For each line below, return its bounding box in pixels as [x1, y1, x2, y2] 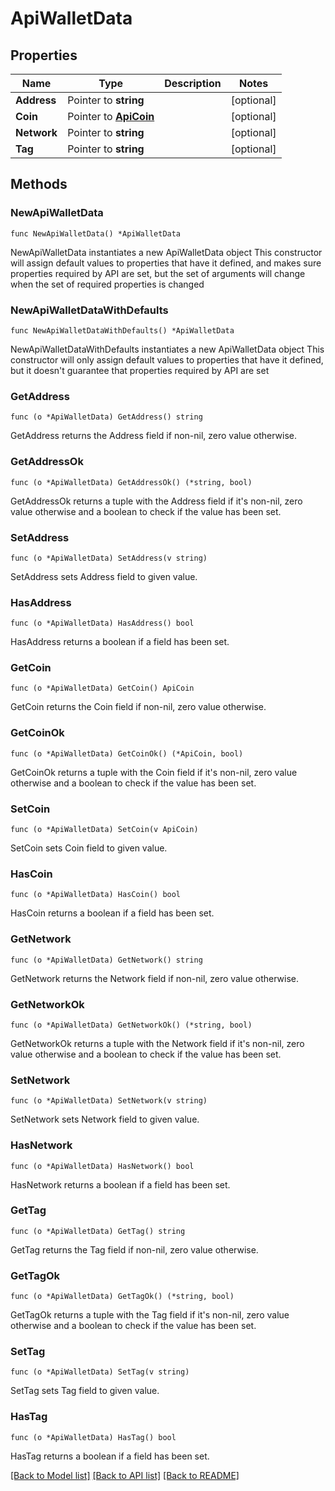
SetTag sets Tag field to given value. [10, 1385, 160, 1397]
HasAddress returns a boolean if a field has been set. [10, 636, 230, 648]
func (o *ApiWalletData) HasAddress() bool [10, 618, 195, 629]
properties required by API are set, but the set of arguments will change [10, 267, 306, 279]
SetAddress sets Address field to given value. [10, 570, 198, 582]
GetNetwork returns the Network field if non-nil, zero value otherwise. [10, 972, 299, 984]
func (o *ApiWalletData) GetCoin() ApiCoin [10, 683, 195, 694]
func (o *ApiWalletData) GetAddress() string [10, 412, 203, 422]
